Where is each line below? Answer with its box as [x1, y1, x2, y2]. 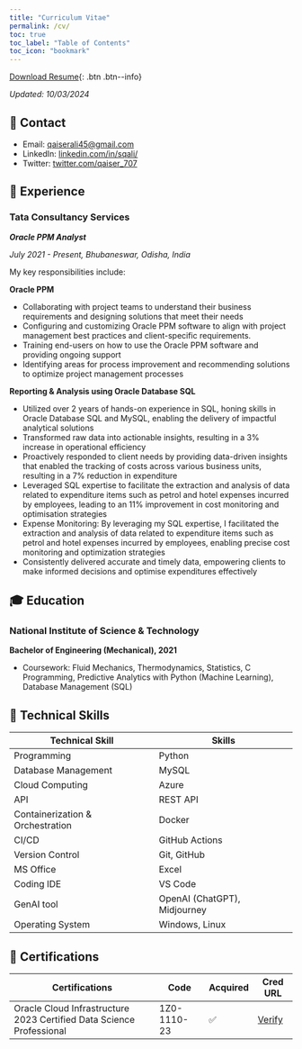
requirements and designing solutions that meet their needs [22, 311, 244, 321]
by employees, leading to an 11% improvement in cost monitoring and [22, 499, 280, 510]
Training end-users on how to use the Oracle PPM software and [22, 339, 259, 350]
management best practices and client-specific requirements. [22, 330, 252, 340]
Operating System [13, 918, 91, 931]
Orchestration [13, 819, 72, 832]
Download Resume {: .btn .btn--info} [9, 71, 142, 82]
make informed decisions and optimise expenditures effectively [22, 565, 258, 576]
